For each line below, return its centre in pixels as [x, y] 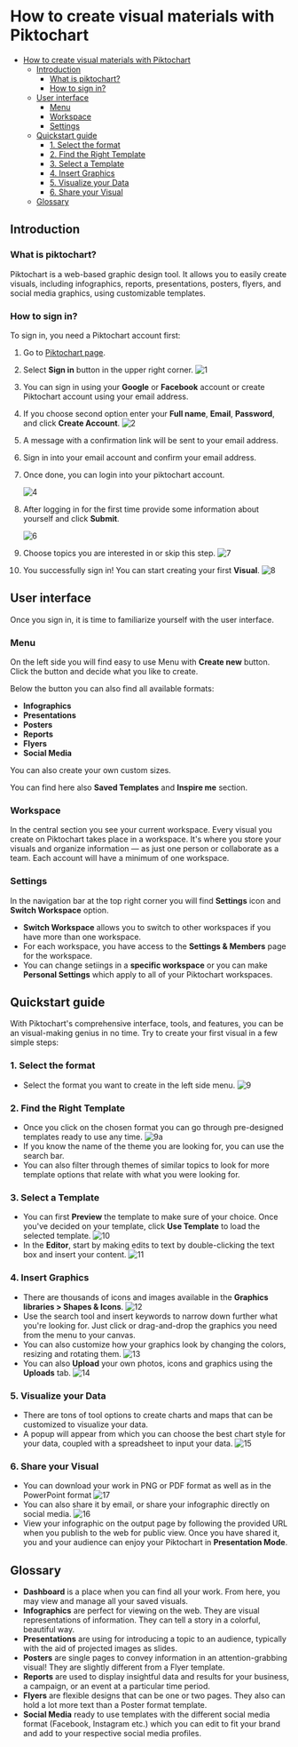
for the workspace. [58, 955]
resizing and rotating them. [72, 1353]
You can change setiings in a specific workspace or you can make [145, 965]
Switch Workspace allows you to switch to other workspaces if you [147, 927]
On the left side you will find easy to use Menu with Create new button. [140, 662]
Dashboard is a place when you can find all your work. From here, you [151, 1591]
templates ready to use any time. [82, 1137]
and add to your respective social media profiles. [112, 1734]
